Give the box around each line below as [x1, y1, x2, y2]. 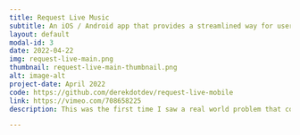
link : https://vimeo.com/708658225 [9, 96, 142, 105]
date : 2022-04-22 [9, 46, 74, 55]
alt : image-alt [9, 72, 66, 80]
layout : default [9, 30, 70, 38]
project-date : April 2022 [9, 80, 105, 89]
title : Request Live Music [9, 13, 110, 22]
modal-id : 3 [9, 38, 54, 47]
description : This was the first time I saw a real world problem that [9, 105, 281, 114]
